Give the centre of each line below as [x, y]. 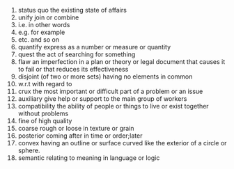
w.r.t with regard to [45, 84]
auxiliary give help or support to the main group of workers [102, 99]
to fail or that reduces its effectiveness [73, 69]
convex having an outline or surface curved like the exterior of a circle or [122, 143]
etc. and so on [39, 40]
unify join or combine [48, 17]
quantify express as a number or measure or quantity [94, 47]
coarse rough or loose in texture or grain [76, 128]
